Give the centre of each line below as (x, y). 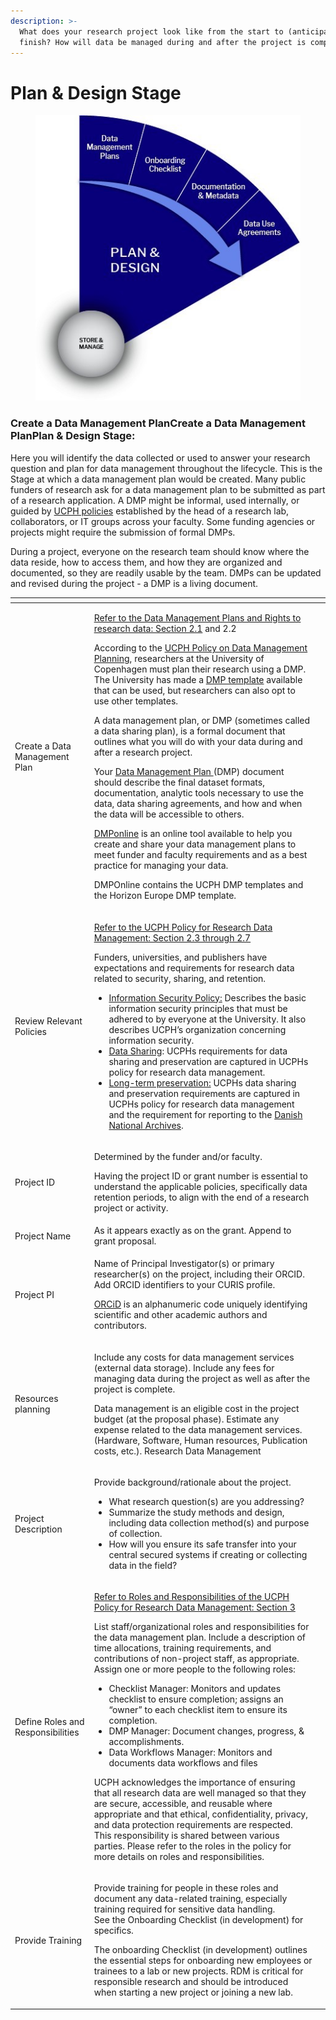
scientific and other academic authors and (180, 1315)
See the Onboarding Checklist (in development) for (198, 1920)
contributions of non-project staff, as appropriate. (196, 1659)
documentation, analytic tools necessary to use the (198, 793)
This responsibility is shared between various (186, 1836)
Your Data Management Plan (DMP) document (189, 772)
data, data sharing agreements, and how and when (198, 804)
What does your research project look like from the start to (151, 31)
